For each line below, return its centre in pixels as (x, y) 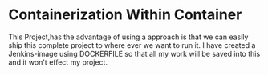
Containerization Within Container (125, 15)
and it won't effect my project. (58, 62)
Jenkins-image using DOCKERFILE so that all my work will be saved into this (134, 53)
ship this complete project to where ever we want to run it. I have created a (132, 45)
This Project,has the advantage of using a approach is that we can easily (128, 37)
